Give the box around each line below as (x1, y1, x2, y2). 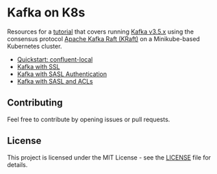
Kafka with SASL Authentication (16, 70, 107, 78)
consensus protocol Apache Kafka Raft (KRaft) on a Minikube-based (7, 34, 201, 42)
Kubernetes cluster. (7, 42, 62, 50)
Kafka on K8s (7, 5, 86, 21)
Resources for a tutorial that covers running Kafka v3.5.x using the (7, 27, 194, 36)
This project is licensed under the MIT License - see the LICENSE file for (7, 153, 211, 162)
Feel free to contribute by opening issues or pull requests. (7, 115, 170, 123)
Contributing (7, 97, 63, 109)
